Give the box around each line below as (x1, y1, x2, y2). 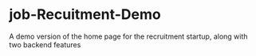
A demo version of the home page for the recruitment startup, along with (9, 32, 248, 41)
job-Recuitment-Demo (9, 6, 162, 24)
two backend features (9, 39, 81, 49)
